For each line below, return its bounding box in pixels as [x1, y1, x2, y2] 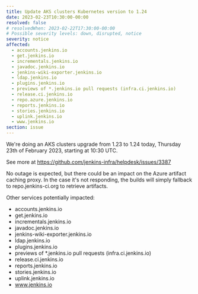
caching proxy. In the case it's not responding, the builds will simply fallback [6, 176, 193, 183]
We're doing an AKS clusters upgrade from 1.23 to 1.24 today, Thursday [6, 140, 181, 148]
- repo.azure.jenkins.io [11, 97, 73, 103]
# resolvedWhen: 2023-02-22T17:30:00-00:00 [6, 25, 116, 31]
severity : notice [6, 36, 49, 42]
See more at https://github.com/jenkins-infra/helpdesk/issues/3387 [6, 158, 171, 165]
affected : [6, 42, 31, 48]
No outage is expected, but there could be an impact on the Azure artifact [6, 170, 187, 177]
